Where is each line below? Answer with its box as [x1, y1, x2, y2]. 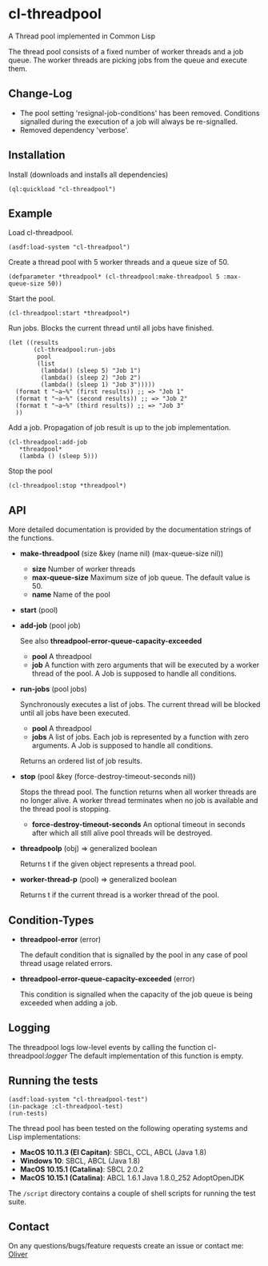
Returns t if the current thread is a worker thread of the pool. [19, 890, 220, 900]
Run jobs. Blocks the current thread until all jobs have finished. [8, 323, 214, 333]
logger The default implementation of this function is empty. [46, 1051, 244, 1060]
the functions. [8, 533, 54, 543]
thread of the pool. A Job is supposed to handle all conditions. [31, 669, 238, 678]
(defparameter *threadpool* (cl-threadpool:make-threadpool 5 [8, 273, 220, 281]
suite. [8, 1196, 26, 1206]
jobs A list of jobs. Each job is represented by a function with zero [31, 733, 250, 742]
